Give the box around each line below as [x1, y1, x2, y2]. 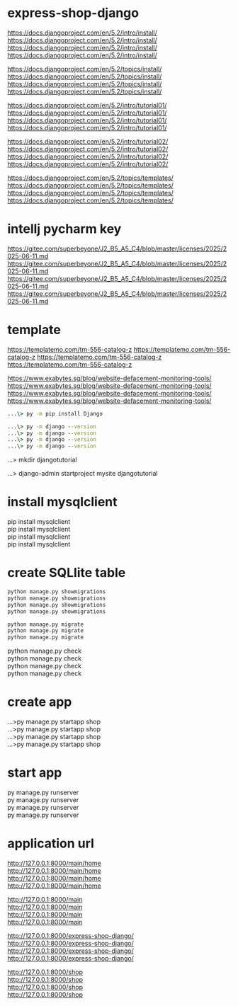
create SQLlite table [7, 565, 126, 581]
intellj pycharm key [7, 221, 122, 237]
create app [7, 694, 72, 710]
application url [7, 835, 94, 852]
